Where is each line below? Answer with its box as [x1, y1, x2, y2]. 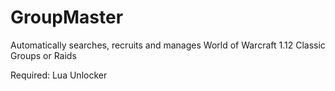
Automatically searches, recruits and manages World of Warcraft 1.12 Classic [10, 39, 326, 51]
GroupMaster [10, 6, 124, 29]
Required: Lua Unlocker [10, 69, 108, 81]
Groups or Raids [10, 49, 77, 61]
